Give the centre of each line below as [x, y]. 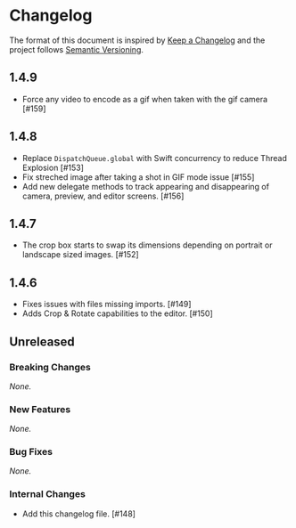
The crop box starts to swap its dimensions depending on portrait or [147, 245]
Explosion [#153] [53, 167]
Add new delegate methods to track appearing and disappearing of [146, 186]
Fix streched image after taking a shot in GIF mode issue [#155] [138, 177]
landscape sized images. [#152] [81, 255]
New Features [40, 409]
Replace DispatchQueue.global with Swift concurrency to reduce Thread [154, 158]
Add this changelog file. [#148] [79, 514]
